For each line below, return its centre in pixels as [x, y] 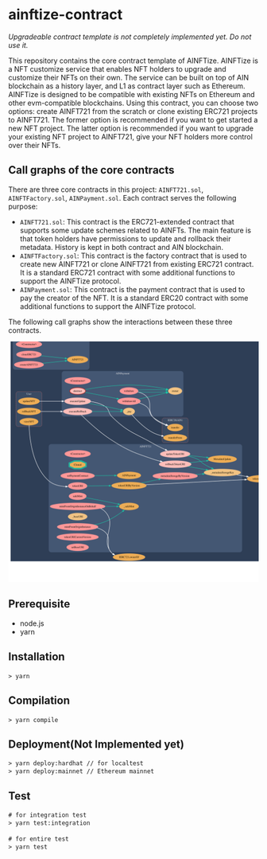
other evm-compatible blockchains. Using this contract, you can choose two [133, 103]
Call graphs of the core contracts [91, 170]
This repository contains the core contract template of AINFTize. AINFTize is [133, 61]
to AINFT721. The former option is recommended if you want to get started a [133, 119]
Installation [37, 657]
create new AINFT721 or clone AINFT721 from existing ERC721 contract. [137, 264]
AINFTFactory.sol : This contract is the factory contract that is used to [133, 256]
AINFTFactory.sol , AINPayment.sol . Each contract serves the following [122, 197]
